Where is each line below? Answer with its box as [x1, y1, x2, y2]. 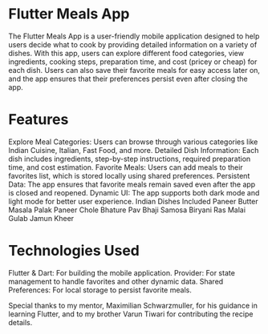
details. [8, 317, 33, 327]
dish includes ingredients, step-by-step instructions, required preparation [8, 154, 251, 163]
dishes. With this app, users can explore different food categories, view [8, 48, 245, 58]
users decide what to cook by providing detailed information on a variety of [8, 39, 258, 49]
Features [8, 111, 69, 129]
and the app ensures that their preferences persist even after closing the [8, 74, 248, 83]
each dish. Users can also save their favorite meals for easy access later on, [8, 65, 261, 74]
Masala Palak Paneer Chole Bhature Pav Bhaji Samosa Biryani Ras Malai [8, 205, 246, 215]
